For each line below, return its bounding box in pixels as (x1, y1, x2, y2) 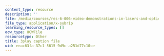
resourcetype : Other (5, 35, 47, 39)
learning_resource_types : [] (5, 25, 64, 30)
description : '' (5, 12, 38, 17)
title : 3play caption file (5, 39, 60, 44)
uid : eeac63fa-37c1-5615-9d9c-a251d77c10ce (5, 43, 95, 48)
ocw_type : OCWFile (5, 30, 42, 35)
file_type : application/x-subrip (5, 20, 73, 26)
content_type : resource (5, 7, 54, 12)
